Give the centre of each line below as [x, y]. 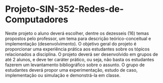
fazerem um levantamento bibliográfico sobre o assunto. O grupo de [75, 65]
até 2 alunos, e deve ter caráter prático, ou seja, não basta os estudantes [80, 59]
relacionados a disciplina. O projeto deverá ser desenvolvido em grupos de [82, 54]
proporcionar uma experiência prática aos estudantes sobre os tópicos [78, 49]
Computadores [37, 20]
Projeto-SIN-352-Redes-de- [64, 9]
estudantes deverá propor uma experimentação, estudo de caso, [71, 70]
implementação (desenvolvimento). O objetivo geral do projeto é [71, 43]
